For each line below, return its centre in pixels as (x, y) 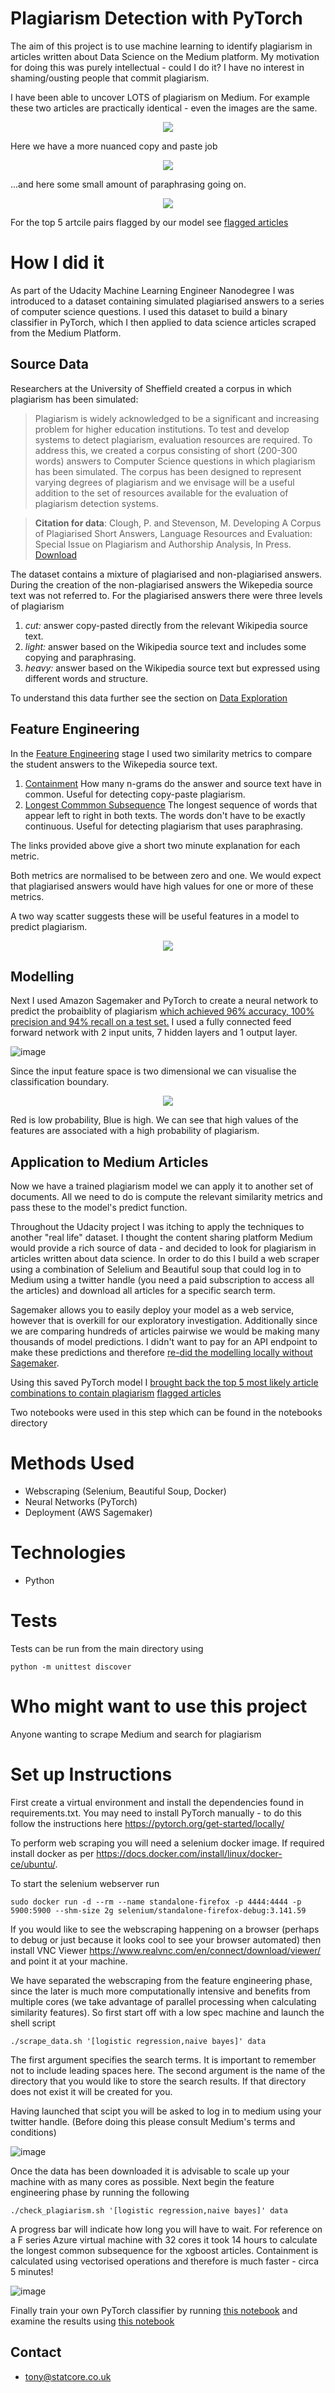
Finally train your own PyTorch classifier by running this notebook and (154, 2310)
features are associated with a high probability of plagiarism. (135, 1131)
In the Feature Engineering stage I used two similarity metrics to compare (161, 753)
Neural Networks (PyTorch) (81, 1502)
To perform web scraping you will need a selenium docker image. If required (167, 1843)
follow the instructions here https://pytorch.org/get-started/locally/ (147, 1823)
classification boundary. (60, 1082)
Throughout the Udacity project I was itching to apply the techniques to (157, 1227)
